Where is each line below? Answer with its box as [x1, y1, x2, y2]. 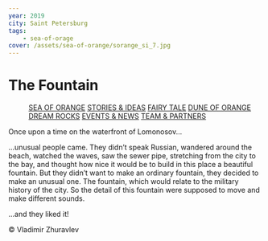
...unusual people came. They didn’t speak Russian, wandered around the [8, 142, 252, 153]
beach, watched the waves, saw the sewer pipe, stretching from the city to [8, 151, 256, 161]
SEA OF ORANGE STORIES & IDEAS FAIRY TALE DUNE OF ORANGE [28, 103, 252, 112]
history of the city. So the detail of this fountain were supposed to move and [8, 186, 260, 195]
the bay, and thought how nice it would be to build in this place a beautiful [8, 160, 254, 170]
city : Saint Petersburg [8, 19, 89, 27]
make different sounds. [8, 194, 85, 203]
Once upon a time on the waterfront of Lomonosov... [8, 127, 183, 137]
